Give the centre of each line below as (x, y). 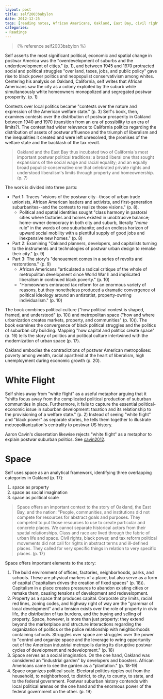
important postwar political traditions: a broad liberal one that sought (85, 157)
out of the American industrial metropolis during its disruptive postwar (82, 645)
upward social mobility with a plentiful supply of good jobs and (82, 233)
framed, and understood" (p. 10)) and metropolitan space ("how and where (80, 315)
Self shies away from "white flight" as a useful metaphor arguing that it (76, 394)
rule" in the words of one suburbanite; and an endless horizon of (84, 228)
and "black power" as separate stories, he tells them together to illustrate (78, 419)
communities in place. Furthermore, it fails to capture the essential (71, 404)
